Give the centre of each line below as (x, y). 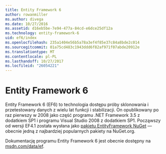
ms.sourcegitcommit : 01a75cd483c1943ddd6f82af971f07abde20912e (72, 47)
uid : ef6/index (21, 38)
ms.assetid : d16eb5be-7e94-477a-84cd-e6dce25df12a (59, 29)
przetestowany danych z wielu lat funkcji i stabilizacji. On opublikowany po (82, 110)
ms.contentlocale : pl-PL (31, 56)
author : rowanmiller (27, 15)
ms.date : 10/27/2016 (27, 24)
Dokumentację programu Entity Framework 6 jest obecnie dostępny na (78, 141)
